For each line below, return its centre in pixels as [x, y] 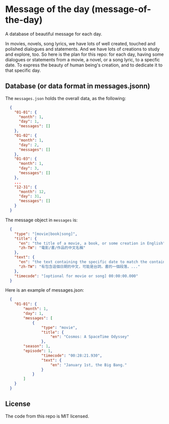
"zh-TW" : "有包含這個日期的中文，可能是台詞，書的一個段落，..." [79, 267]
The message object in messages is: [41, 220]
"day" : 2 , [29, 145]
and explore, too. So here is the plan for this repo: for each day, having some [84, 54]
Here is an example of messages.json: [45, 290]
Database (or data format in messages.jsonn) [78, 86]
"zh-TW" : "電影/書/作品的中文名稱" [52, 248]
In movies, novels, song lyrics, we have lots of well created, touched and [80, 43]
